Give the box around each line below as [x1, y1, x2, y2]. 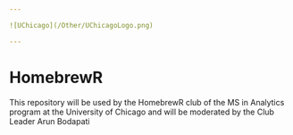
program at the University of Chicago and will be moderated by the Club [9, 106, 275, 117]
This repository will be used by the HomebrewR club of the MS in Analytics [9, 97, 285, 107]
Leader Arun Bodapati [9, 115, 90, 126]
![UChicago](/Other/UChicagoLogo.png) [9, 21, 154, 30]
